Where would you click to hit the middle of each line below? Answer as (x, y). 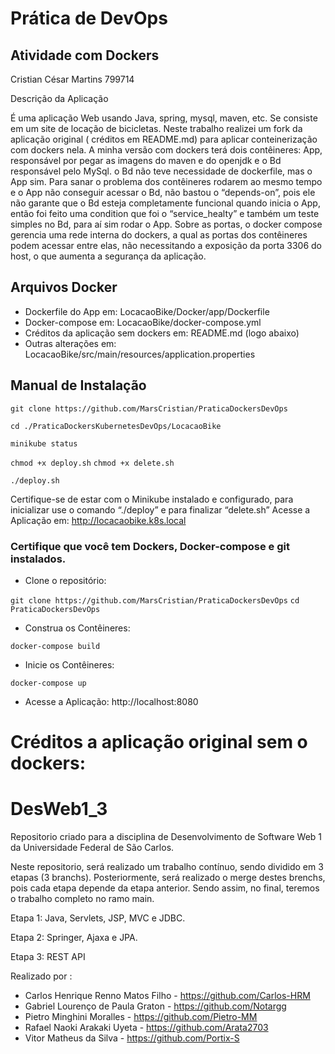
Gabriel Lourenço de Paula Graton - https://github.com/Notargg (155, 1006)
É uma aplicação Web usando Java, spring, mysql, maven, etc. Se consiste (164, 118)
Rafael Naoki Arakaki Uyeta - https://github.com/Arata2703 (146, 1028)
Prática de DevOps (89, 18)
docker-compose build (55, 646)
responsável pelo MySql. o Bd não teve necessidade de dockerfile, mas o (161, 171)
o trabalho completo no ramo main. (82, 899)
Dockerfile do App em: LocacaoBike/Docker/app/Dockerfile (147, 311)
